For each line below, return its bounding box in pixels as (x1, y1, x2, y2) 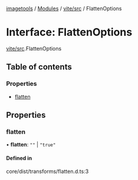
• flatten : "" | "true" (6, 141, 56, 148)
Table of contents (6, 62, 72, 72)
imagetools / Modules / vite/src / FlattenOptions (6, 5, 122, 12)
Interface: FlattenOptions (6, 26, 133, 39)
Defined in (6, 154, 32, 161)
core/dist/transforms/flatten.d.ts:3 (6, 168, 89, 175)
